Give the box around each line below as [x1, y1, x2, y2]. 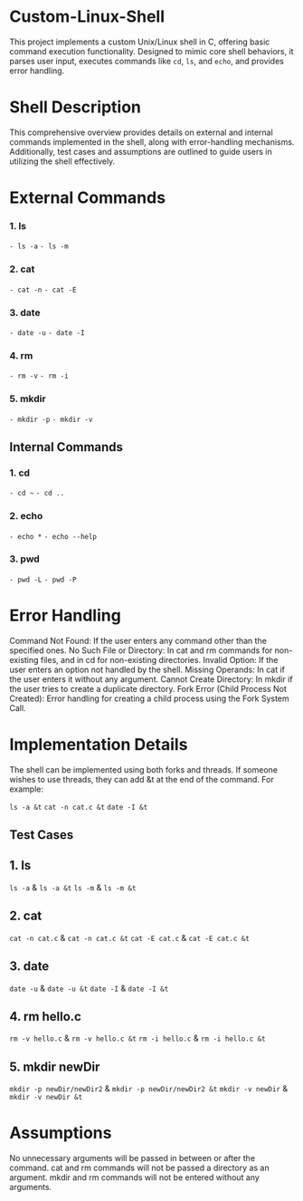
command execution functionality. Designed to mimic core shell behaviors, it [9, 45, 294, 56]
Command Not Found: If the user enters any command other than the [9, 635, 267, 646]
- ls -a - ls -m [9, 242, 70, 251]
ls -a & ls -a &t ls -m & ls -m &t [9, 881, 137, 893]
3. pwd [9, 552, 41, 565]
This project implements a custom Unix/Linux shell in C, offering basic [9, 36, 270, 47]
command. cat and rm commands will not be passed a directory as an [9, 1162, 270, 1174]
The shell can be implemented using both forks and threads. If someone [9, 764, 279, 775]
